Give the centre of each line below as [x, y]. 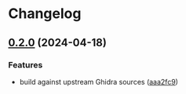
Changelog [45, 14]
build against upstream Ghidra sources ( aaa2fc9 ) [99, 81]
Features [26, 65]
